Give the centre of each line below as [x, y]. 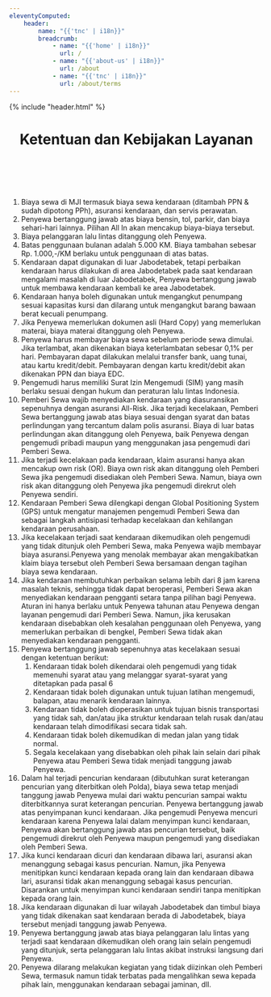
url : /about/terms [91, 83]
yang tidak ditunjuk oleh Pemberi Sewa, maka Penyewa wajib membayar [141, 546]
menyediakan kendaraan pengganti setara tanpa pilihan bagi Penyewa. [138, 598]
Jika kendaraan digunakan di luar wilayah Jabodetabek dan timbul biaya [140, 907]
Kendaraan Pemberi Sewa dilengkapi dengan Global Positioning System [140, 503]
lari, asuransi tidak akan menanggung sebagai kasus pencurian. [127, 881]
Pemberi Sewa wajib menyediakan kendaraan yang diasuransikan [129, 400]
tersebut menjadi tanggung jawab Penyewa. [94, 924]
